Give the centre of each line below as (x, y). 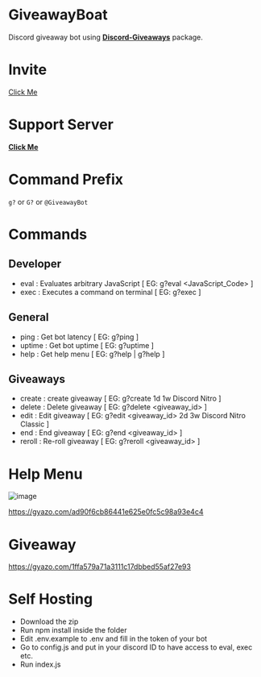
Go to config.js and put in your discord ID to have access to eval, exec (136, 647)
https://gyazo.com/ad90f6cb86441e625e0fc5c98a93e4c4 (106, 512)
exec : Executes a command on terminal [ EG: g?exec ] (110, 292)
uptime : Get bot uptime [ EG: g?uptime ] (87, 345)
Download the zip (49, 621)
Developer (35, 264)
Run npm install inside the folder (73, 630)
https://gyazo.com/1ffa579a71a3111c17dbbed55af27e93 (100, 567)
